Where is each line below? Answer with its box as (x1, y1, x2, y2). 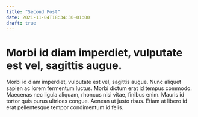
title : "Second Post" (6, 8, 61, 15)
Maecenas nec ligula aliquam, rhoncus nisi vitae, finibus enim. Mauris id (6, 91, 185, 98)
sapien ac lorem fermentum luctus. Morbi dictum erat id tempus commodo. (6, 85, 193, 92)
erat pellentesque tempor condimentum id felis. (6, 104, 124, 111)
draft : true (6, 20, 36, 26)
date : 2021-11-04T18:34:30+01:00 (6, 14, 90, 20)
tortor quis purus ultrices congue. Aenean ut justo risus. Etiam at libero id (6, 97, 188, 105)
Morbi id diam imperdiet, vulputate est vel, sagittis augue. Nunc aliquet (6, 79, 182, 86)
